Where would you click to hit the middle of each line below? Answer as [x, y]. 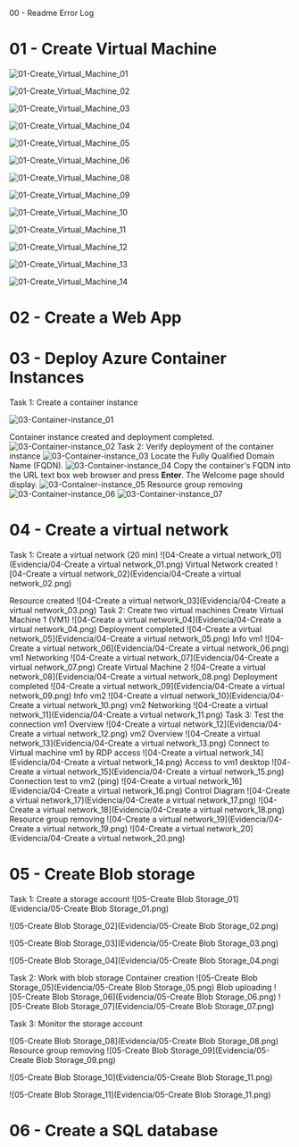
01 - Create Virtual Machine [113, 49]
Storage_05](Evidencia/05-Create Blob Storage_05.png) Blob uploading [141, 987]
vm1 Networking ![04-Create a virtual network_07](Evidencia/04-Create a [144, 658]
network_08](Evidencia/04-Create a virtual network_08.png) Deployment [144, 677]
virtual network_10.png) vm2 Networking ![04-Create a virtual [155, 705]
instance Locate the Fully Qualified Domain [142, 456]
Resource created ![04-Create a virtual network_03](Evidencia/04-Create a [148, 601]
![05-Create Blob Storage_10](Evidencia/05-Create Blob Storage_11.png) [141, 1077]
